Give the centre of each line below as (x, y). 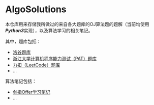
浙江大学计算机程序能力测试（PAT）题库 (55, 58)
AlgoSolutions (36, 9)
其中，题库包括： (23, 41)
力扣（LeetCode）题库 (36, 65)
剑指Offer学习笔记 (32, 92)
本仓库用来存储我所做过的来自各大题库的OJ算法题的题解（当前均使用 (77, 24)
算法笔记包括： (21, 81)
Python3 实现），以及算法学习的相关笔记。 (49, 30)
